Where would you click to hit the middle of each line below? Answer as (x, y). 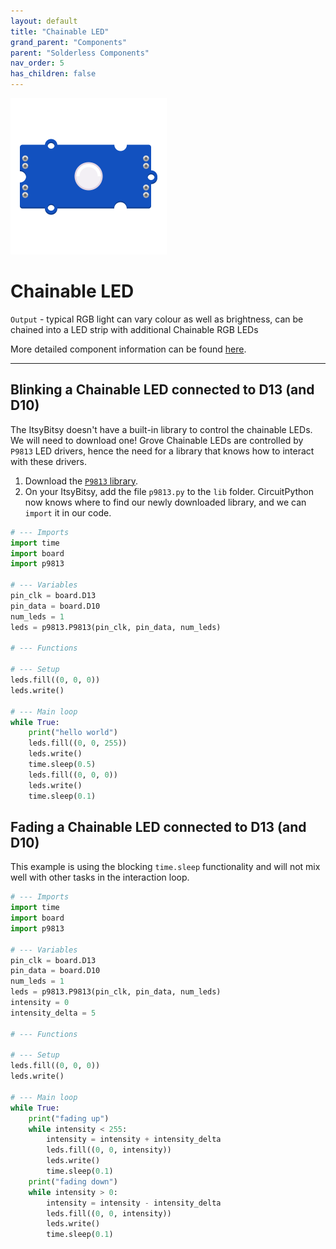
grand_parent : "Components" (69, 42)
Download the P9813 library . (81, 481)
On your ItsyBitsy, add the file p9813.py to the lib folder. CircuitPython (169, 491)
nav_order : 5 (37, 63)
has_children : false (53, 74)
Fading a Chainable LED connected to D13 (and (158, 826)
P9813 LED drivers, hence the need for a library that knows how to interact (162, 451)
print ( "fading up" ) (69, 1118)
